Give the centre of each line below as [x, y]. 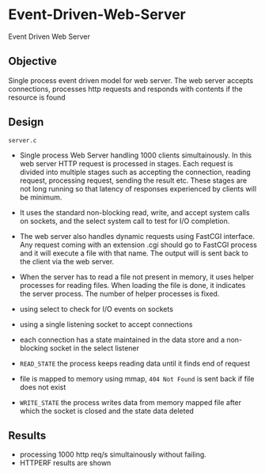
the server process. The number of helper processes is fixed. [119, 294]
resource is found [37, 97]
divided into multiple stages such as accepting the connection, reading [135, 172]
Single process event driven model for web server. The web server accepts [131, 80]
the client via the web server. [67, 261]
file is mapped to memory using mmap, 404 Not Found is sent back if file [137, 378]
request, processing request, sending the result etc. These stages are [133, 180]
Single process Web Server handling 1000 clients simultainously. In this [135, 155]
